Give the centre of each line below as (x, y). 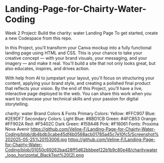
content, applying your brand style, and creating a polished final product (78, 83)
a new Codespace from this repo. (39, 38)
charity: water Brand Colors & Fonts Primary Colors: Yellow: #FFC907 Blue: (80, 113)
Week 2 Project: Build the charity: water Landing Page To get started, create (82, 33)
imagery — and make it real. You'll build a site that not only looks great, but (80, 63)
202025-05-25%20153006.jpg (36, 139)
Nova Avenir (17, 129)
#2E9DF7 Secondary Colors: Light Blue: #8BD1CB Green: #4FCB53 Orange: (81, 118)
